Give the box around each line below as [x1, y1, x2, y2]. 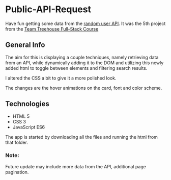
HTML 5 [12, 113, 30, 119]
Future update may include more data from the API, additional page [5, 163, 146, 169]
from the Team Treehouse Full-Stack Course [5, 25, 99, 32]
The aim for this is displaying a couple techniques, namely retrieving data [5, 54, 159, 60]
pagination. [5, 169, 29, 175]
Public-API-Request [5, 4, 92, 15]
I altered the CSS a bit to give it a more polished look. [5, 75, 117, 81]
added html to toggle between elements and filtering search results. [5, 65, 148, 71]
